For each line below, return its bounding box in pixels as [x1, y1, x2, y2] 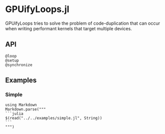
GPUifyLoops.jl [5, 4, 69, 15]
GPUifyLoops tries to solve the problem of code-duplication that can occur [5, 20, 160, 26]
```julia [5, 111, 24, 116]
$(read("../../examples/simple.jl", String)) [5, 116, 102, 121]
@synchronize [5, 62, 33, 68]
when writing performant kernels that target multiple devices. [5, 25, 132, 31]
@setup [5, 58, 19, 63]
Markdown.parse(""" [5, 107, 46, 112]
